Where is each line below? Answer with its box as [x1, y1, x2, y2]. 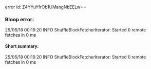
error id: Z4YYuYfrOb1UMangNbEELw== [5, 4, 87, 10]
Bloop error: [5, 16, 34, 23]
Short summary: [5, 43, 39, 49]
